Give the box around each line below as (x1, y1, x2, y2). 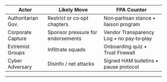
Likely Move (59, 6, 88, 13)
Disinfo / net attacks (47, 60, 94, 67)
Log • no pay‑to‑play (103, 35, 152, 41)
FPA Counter (116, 6, 147, 13)
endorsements (47, 35, 82, 41)
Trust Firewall (103, 49, 136, 56)
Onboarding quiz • (103, 43, 147, 50)
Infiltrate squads (47, 46, 86, 53)
